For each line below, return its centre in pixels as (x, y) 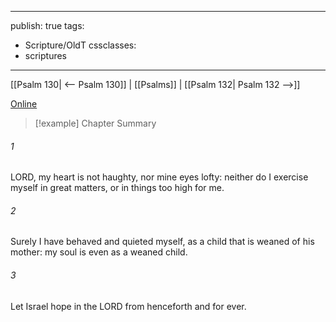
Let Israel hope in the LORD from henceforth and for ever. (128, 306)
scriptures (46, 55)
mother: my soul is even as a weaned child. (99, 252)
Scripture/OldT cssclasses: (80, 45)
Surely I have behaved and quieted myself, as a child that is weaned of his (162, 242)
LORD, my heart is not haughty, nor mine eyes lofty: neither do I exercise (159, 177)
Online (24, 104)
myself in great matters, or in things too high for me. (117, 188)
